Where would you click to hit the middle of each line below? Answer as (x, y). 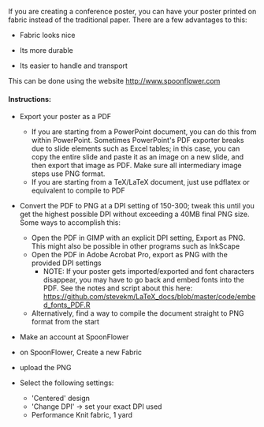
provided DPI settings (66, 263)
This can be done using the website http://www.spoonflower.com (114, 81)
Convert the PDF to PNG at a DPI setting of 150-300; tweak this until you (137, 206)
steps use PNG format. (68, 174)
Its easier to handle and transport (74, 66)
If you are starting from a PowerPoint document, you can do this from (144, 132)
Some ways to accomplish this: (70, 223)
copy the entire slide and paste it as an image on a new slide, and (138, 157)
